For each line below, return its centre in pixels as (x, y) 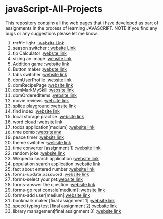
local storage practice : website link (48, 116)
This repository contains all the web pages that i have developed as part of (82, 23)
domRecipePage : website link (43, 85)
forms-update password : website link (51, 174)
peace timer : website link (38, 137)
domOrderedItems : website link (45, 95)
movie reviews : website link (41, 100)
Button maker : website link (40, 69)
